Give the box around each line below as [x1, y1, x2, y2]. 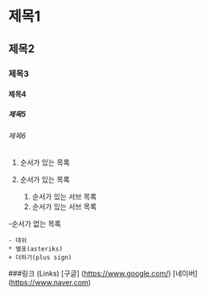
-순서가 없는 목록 [8, 219, 62, 228]
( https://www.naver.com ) [8, 277, 91, 287]
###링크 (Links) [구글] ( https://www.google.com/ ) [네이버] [8, 268, 199, 278]
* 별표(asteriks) [8, 244, 63, 253]
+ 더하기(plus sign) [8, 253, 72, 261]
